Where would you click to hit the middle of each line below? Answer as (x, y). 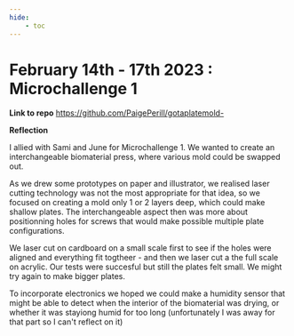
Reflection (29, 131)
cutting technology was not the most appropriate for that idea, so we (135, 193)
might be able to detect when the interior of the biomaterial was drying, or (144, 303)
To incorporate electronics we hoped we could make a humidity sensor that (147, 293)
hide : (19, 17)
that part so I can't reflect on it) (66, 322)
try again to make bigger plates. (68, 276)
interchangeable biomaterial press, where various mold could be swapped (145, 157)
